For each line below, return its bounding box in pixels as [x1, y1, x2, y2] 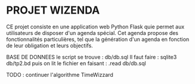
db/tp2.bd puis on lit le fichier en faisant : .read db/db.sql [6, 60, 146, 67]
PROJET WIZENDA [6, 4, 100, 17]
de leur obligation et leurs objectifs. [6, 42, 94, 49]
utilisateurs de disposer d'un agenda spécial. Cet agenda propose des [6, 29, 179, 36]
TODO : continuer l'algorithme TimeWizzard [6, 71, 113, 78]
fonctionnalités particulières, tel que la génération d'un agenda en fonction [6, 35, 190, 43]
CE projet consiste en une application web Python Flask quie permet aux [6, 23, 185, 30]
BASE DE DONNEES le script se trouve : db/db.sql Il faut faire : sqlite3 [6, 53, 177, 60]
